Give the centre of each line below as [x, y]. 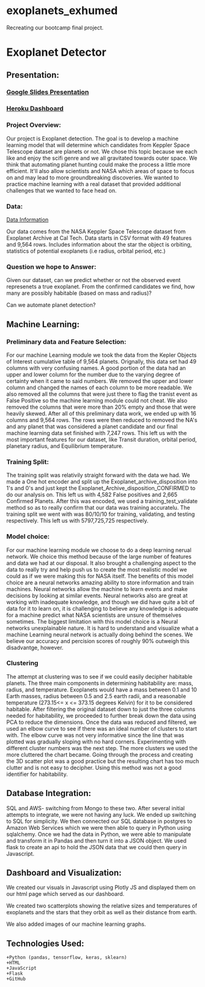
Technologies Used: [45, 943]
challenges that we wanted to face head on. [62, 190]
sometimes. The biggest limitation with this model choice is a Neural [92, 621]
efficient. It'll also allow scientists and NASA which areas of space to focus [100, 171]
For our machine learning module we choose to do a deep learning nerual [99, 550]
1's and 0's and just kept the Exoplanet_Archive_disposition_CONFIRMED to [101, 488]
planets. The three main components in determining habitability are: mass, [100, 683]
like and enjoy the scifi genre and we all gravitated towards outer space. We [102, 158]
